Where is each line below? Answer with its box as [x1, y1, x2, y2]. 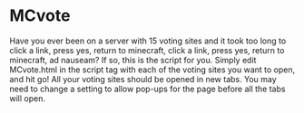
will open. [9, 92, 45, 104]
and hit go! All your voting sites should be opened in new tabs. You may [9, 73, 277, 84]
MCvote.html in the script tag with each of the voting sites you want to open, [9, 64, 296, 75]
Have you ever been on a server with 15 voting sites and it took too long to [9, 35, 287, 46]
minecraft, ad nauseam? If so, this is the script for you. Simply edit [9, 54, 257, 65]
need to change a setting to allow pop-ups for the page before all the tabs [9, 83, 286, 94]
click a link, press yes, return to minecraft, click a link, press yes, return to [9, 44, 285, 55]
